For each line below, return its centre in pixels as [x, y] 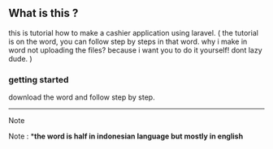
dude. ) [20, 58]
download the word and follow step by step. [82, 97]
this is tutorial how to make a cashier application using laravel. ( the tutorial [133, 32]
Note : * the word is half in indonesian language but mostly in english [126, 136]
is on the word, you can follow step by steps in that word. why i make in [128, 41]
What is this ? [43, 13]
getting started [39, 79]
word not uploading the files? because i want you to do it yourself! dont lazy [135, 50]
